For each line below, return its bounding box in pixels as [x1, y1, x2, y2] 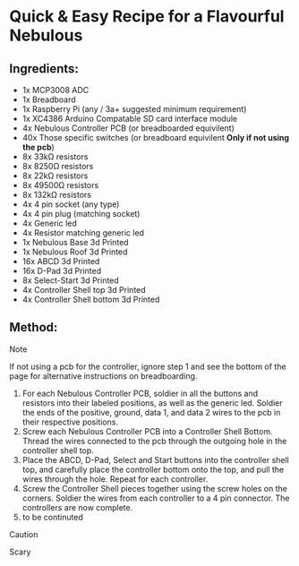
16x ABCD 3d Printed [21, 256, 100, 266]
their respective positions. [21, 416, 119, 427]
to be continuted [21, 511, 83, 522]
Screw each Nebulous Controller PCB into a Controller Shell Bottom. [21, 425, 273, 436]
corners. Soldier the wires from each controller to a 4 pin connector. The [21, 493, 290, 503]
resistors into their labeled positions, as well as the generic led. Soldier [21, 397, 284, 408]
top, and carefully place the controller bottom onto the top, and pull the [21, 464, 285, 475]
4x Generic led [21, 218, 78, 228]
